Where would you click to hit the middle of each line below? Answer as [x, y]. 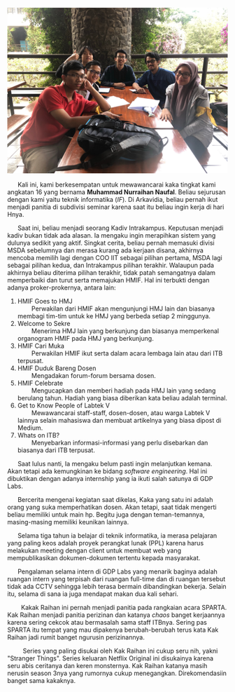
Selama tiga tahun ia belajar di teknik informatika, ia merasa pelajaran [117, 536]
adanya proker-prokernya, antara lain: [62, 287]
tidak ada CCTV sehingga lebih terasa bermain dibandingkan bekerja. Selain [117, 586]
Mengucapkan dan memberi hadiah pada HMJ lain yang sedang [123, 391]
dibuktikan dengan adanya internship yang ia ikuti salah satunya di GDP [110, 479]
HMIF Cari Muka [41, 346]
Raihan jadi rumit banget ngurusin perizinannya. [76, 637]
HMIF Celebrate [40, 383]
